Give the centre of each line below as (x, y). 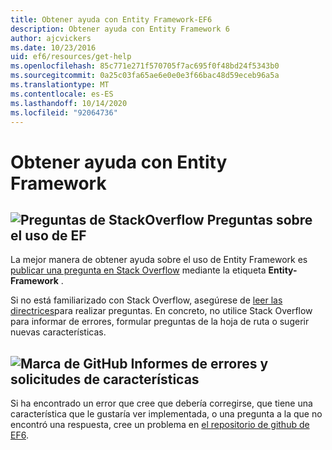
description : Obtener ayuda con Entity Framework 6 (120, 29)
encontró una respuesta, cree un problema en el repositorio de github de (160, 425)
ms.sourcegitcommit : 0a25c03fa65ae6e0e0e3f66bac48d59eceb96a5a (145, 76)
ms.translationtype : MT (60, 85)
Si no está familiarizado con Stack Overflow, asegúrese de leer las (146, 300)
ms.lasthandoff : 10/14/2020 (69, 103)
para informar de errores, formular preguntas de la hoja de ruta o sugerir (160, 322)
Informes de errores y (199, 363)
